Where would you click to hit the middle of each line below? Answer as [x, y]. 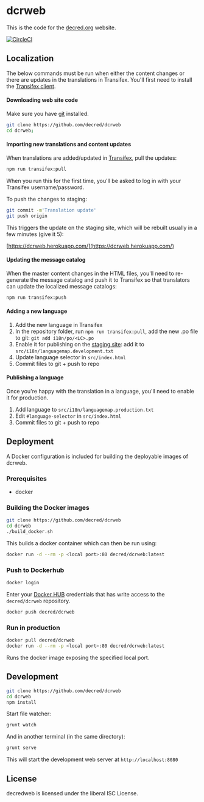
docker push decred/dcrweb [40, 612]
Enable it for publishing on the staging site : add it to [80, 344]
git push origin [27, 216]
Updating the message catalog [46, 260]
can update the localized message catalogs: [62, 286]
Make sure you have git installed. [48, 113]
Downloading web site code [42, 100]
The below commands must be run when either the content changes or [95, 73]
